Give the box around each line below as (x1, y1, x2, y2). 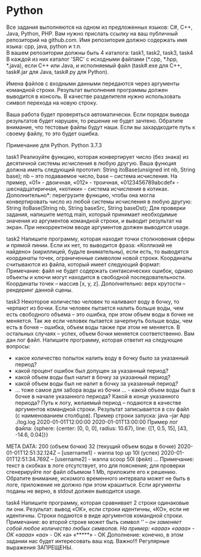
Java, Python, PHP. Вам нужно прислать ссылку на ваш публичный (6, 29, 178, 37)
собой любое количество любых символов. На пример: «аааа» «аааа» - (6, 525, 195, 532)
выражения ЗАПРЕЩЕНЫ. (6, 544, 73, 551)
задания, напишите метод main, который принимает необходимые (6, 211, 178, 218)
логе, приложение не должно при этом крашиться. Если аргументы (6, 481, 181, 488)
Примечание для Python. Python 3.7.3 (6, 141, 102, 149)
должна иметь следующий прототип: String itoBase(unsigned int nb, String (6, 166, 196, 173)
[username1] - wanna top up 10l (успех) (61, 449, 160, 456)
